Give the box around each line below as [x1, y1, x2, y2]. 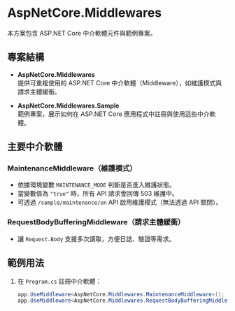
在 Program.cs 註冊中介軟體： [17, 277, 102, 285]
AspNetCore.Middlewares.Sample [17, 101, 120, 110]
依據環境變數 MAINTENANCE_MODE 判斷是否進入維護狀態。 [17, 180, 176, 189]
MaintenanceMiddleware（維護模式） [7, 164, 137, 173]
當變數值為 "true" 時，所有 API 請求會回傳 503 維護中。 [17, 189, 178, 198]
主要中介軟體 [7, 141, 63, 153]
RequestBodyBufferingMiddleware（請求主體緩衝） [7, 217, 185, 227]
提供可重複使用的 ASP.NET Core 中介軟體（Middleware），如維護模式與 [17, 78, 222, 87]
